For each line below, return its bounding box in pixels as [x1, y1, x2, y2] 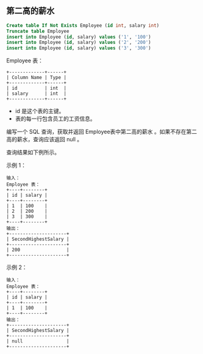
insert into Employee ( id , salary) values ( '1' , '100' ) [6, 34, 151, 40]
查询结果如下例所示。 [6, 149, 60, 156]
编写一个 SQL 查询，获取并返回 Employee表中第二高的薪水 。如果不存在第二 [6, 128, 198, 136]
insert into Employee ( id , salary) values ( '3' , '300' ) [6, 45, 151, 51]
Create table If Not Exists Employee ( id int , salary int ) [6, 22, 160, 29]
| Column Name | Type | [6, 75, 67, 81]
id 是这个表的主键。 [15, 108, 65, 115]
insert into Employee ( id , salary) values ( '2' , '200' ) [6, 39, 151, 46]
